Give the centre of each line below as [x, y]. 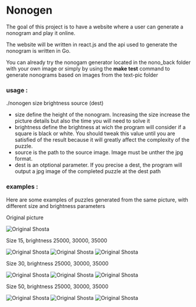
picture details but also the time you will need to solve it [82, 121]
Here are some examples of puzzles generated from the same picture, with [97, 200]
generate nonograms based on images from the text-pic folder [82, 75]
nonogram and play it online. [41, 33]
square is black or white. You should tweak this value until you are [95, 133]
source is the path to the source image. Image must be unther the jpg [99, 152]
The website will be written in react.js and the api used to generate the [92, 44]
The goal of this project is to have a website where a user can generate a [95, 27]
